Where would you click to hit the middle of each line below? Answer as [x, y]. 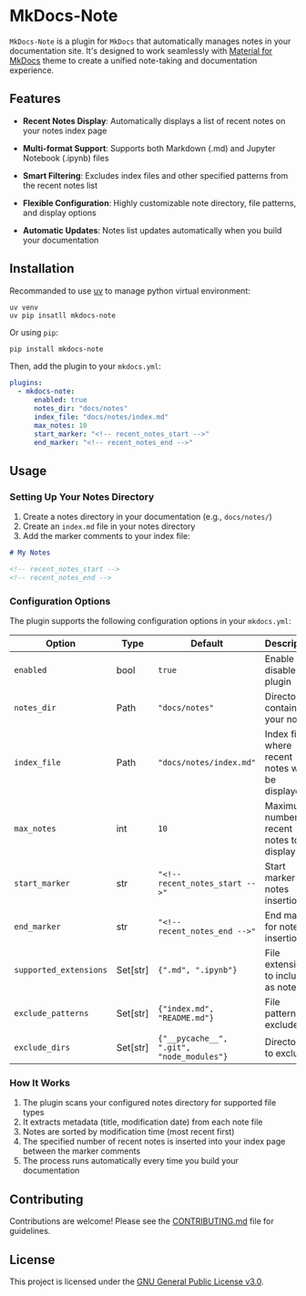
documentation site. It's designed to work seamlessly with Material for [141, 50]
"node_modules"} [193, 1057]
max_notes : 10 [61, 425]
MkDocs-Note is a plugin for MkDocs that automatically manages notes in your [150, 41]
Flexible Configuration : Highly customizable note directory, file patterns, [159, 202]
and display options [60, 213]
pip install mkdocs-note [56, 349]
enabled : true [61, 400]
